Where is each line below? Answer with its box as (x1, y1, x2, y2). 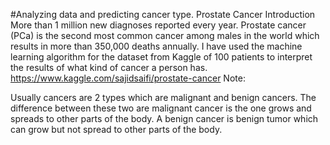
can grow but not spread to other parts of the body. (10, 124, 223, 135)
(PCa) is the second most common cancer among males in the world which (10, 30, 320, 41)
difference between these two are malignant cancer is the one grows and (10, 102, 312, 114)
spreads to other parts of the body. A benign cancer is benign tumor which (10, 113, 319, 124)
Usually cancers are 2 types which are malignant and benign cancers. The (10, 92, 317, 103)
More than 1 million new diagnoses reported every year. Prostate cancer (10, 19, 307, 31)
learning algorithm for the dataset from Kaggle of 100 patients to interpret (10, 51, 313, 63)
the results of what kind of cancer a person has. (10, 62, 208, 73)
